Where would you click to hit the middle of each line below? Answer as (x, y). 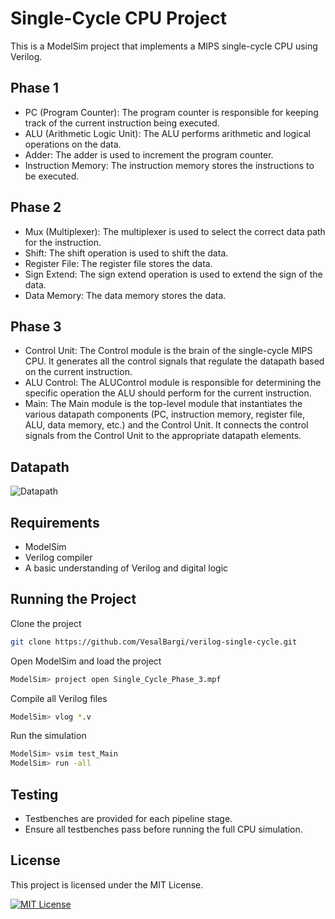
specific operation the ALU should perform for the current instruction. (168, 393)
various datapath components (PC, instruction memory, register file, (164, 414)
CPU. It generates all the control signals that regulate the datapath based (174, 361)
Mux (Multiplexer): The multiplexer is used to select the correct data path (175, 231)
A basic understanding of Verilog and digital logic (126, 568)
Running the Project (73, 599)
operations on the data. (73, 144)
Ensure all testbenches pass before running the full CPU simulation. (163, 829)
